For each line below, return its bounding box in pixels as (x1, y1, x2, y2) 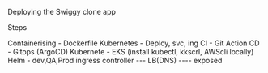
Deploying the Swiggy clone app (7, 7, 117, 16)
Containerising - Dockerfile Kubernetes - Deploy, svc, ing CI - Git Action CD (7, 38, 260, 48)
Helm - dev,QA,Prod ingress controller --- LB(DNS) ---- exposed (7, 56, 223, 65)
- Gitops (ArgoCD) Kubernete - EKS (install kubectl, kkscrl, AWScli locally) (7, 47, 254, 56)
